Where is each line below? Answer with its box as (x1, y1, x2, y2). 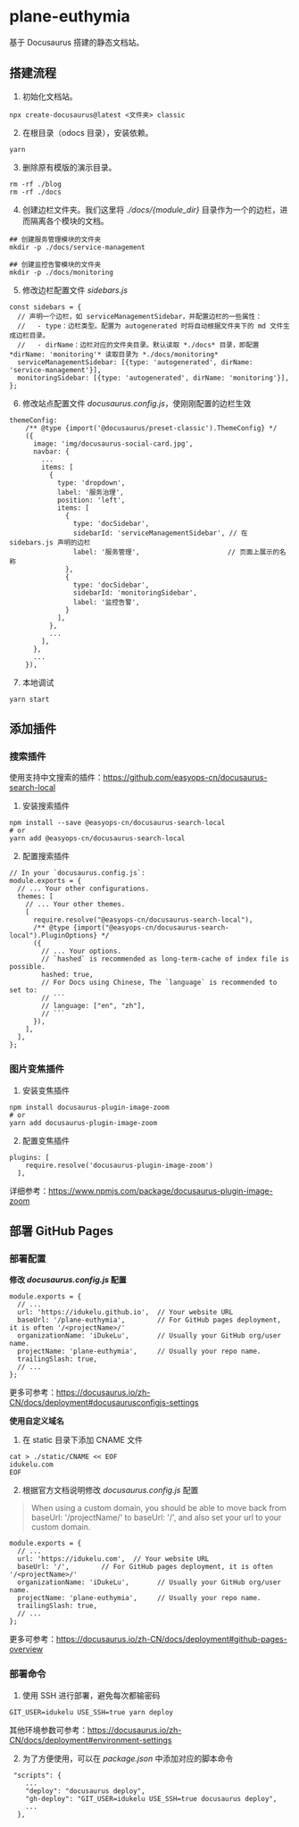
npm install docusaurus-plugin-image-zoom (9, 1103, 170, 1112)
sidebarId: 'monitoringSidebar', (72, 588, 198, 597)
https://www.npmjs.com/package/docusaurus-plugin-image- (48, 1185, 274, 1196)
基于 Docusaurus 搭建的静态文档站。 (9, 37, 145, 47)
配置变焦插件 (21, 1135, 70, 1146)
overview (9, 1644, 43, 1655)
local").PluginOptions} (9, 931, 98, 940)
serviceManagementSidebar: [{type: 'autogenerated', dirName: (17, 357, 253, 367)
